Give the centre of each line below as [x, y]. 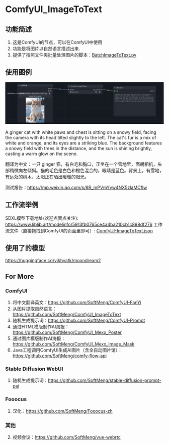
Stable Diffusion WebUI [34, 369]
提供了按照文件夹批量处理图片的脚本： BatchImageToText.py [74, 55]
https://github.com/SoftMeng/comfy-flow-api [60, 356]
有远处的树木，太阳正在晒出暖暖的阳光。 [47, 177]
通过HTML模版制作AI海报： [41, 327]
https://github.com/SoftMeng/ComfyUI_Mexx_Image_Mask [73, 344]
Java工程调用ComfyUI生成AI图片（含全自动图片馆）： [67, 350]
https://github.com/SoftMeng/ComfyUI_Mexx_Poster [67, 332]
